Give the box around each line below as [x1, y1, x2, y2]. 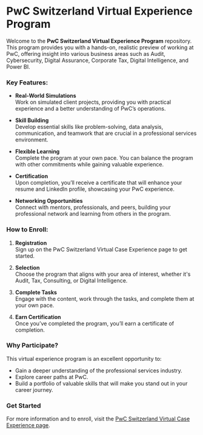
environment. [15, 136, 48, 143]
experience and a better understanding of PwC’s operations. [15, 105, 166, 112]
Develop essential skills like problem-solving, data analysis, [15, 123, 164, 131]
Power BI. [6, 63, 30, 70]
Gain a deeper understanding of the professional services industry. [15, 366, 183, 374]
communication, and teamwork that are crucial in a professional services [15, 129, 197, 137]
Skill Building [15, 117, 49, 124]
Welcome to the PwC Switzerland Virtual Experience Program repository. [6, 37, 192, 44]
